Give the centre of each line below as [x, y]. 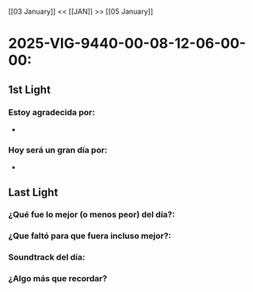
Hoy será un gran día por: [58, 150]
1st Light [30, 89]
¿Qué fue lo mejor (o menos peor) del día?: [92, 215]
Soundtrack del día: [47, 257]
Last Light [33, 192]
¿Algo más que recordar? [58, 279]
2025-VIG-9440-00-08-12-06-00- [127, 44]
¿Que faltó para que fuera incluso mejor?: [90, 236]
